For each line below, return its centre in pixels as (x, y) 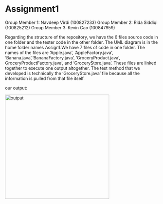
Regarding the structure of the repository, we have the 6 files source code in (81, 37)
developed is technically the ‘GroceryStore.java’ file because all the (72, 73)
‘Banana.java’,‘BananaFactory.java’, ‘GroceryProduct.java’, (63, 57)
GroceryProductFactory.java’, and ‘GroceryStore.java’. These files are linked (81, 63)
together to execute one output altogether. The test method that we (72, 68)
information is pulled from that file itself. (45, 78)
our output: (16, 88)
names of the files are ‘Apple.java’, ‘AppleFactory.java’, (59, 53)
